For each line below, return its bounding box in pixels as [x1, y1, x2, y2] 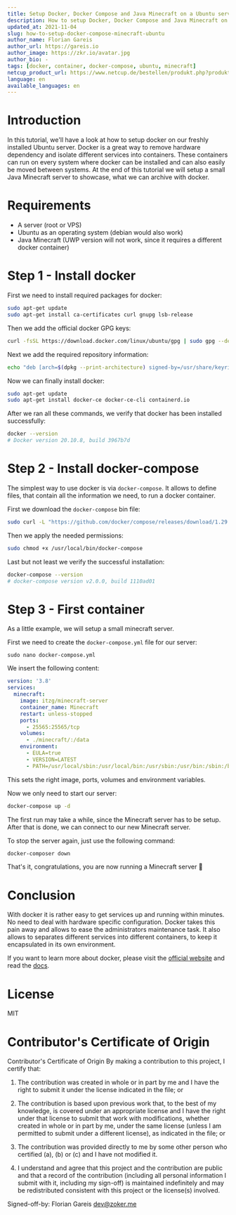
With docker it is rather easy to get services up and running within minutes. [7, 911, 225, 919]
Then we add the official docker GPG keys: [7, 324, 131, 332]
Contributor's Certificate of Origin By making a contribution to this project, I [7, 1057, 225, 1065]
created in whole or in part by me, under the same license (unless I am [17, 1122, 222, 1130]
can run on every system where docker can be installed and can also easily [7, 158, 225, 167]
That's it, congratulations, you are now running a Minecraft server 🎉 [7, 862, 203, 871]
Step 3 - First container [7, 602, 145, 617]
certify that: [7, 1065, 41, 1073]
